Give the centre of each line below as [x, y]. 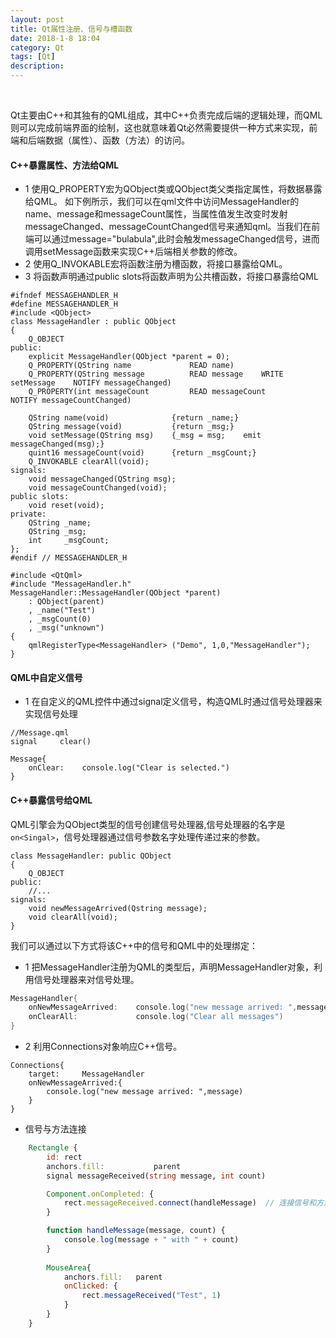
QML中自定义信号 [46, 677]
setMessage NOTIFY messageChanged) [91, 383]
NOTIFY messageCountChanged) [71, 401]
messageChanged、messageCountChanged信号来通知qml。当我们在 [168, 227]
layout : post [37, 19]
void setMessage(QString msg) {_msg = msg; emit [145, 436]
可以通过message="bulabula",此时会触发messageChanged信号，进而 [176, 239]
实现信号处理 [51, 714]
